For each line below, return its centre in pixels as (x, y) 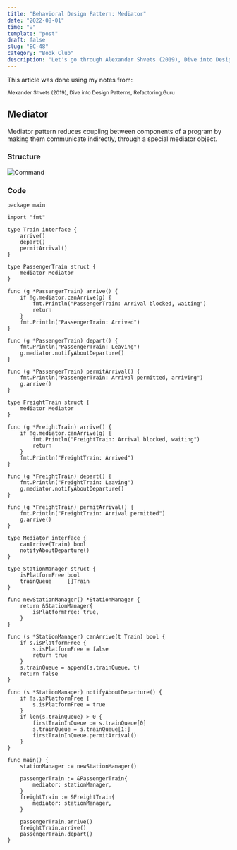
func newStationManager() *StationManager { (74, 600)
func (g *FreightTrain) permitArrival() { (71, 507)
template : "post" (33, 33)
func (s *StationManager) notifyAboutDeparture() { (85, 692)
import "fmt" (26, 218)
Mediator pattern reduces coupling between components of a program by (115, 131)
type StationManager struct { (52, 569)
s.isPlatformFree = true (69, 705)
